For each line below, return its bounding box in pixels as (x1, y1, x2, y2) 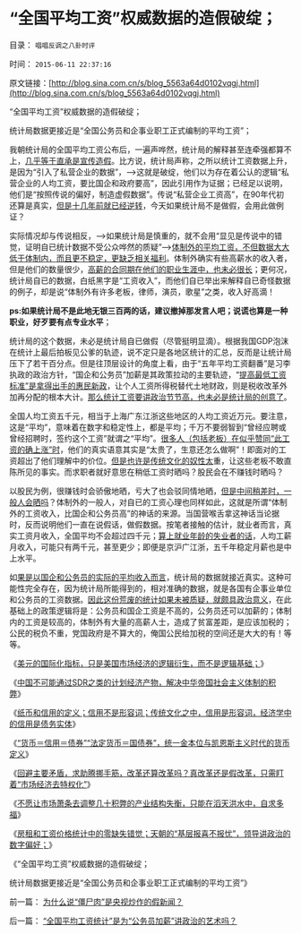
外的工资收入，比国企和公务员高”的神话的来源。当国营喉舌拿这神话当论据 (9, 508, 280, 518)
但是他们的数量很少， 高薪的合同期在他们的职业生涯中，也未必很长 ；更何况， (9, 263, 292, 274)
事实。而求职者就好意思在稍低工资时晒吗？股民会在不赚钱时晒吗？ (39, 467, 284, 477)
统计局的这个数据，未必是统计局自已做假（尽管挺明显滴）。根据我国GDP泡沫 (9, 335, 289, 346)
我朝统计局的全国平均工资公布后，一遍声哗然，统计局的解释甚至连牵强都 (9, 144, 276, 155)
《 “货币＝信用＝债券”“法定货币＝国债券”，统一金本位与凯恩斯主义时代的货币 (9, 737, 290, 748)
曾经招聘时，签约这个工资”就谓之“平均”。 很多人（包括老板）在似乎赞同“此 (9, 433, 282, 443)
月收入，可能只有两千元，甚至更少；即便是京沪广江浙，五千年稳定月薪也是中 (9, 541, 292, 552)
